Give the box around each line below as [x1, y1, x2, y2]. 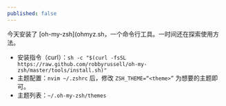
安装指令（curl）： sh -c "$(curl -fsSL [17, 53, 126, 61]
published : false [7, 10, 57, 17]
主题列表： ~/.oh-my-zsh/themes [17, 91, 107, 99]
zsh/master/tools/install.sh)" [17, 67, 107, 74]
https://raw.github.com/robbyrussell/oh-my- [17, 61, 147, 67]
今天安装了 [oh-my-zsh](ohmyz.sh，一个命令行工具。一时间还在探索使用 [7, 30, 214, 38]
